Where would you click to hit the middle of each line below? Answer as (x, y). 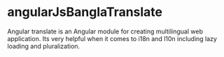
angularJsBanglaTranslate (85, 12)
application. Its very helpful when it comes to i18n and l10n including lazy (112, 38)
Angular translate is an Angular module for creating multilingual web (105, 31)
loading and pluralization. (44, 46)
